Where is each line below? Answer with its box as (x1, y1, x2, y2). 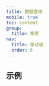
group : (6, 25, 22, 31)
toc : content (6, 20, 38, 26)
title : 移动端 (11, 42, 44, 48)
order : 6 (11, 47, 33, 53)
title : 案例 (11, 31, 40, 37)
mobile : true (6, 14, 38, 20)
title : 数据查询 (6, 8, 43, 15)
